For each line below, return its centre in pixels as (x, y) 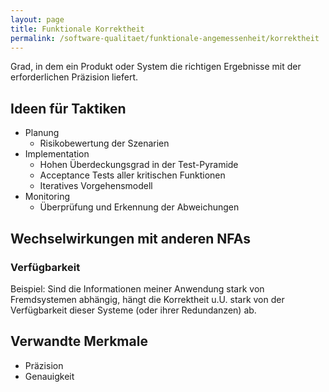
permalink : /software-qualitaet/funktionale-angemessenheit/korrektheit (165, 38)
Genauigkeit (49, 376)
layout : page (37, 19)
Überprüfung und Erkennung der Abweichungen (139, 207)
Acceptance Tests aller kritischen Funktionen (132, 175)
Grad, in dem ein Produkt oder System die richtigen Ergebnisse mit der (156, 67)
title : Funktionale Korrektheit (77, 29)
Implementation (57, 154)
